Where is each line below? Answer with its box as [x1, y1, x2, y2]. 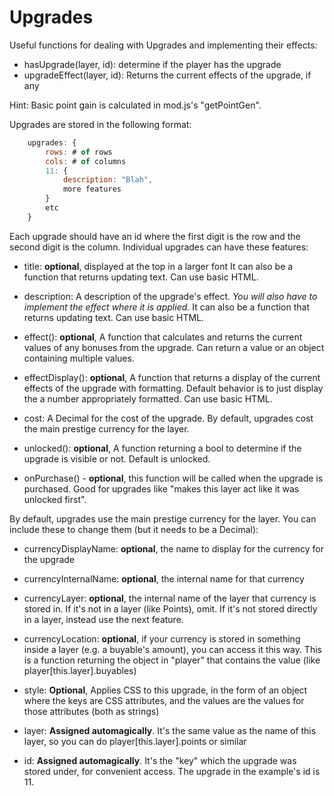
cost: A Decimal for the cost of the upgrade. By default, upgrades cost [23, 412, 314, 424]
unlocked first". [23, 493, 87, 505]
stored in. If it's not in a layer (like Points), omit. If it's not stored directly [23, 602, 318, 615]
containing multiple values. [23, 352, 135, 364]
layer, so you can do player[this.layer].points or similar [23, 735, 247, 747]
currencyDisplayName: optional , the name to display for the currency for [23, 542, 325, 555]
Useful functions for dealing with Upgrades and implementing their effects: [9, 39, 318, 51]
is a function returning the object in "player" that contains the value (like [23, 654, 321, 666]
